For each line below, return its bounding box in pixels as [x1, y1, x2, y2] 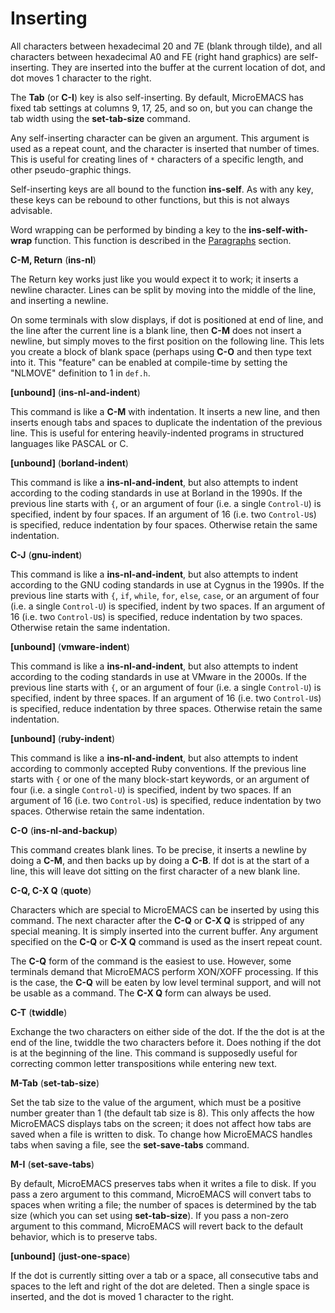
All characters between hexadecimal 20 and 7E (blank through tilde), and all [10, 40, 323, 52]
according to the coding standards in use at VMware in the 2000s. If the [10, 670, 307, 682]
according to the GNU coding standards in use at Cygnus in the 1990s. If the [10, 578, 325, 591]
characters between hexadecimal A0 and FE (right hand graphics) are [10, 50, 298, 62]
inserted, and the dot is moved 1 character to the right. [10, 1290, 235, 1302]
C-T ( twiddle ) [10, 1006, 68, 1018]
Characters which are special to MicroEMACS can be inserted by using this [10, 903, 320, 916]
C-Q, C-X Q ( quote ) [10, 884, 92, 896]
